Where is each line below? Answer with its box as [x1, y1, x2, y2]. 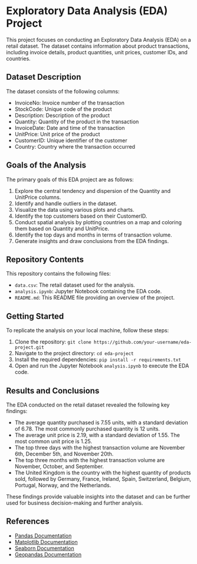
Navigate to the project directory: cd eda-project [14, 350, 134, 357]
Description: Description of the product [14, 112, 110, 119]
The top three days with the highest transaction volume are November [14, 444, 185, 451]
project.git [14, 345, 44, 350]
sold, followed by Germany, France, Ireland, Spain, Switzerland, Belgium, [14, 476, 192, 482]
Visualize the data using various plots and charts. [14, 206, 134, 213]
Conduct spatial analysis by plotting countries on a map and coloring [14, 218, 182, 225]
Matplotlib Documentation [14, 538, 78, 545]
